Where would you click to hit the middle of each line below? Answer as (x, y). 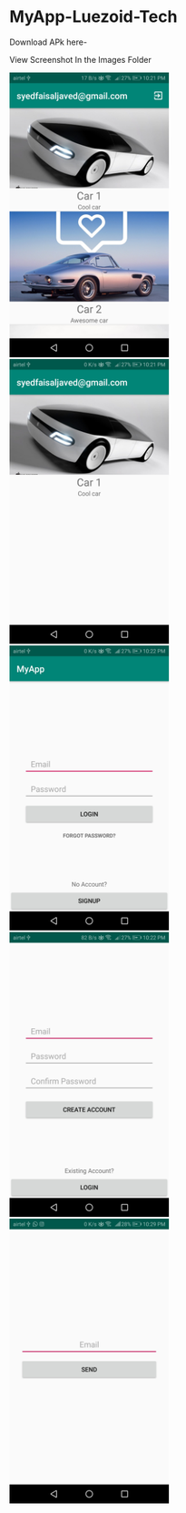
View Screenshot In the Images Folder (80, 59)
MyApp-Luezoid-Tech (93, 17)
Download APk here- (49, 42)
